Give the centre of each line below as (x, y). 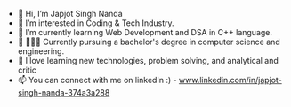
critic (27, 70)
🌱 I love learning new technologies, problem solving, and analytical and (148, 61)
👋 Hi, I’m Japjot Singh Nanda (70, 14)
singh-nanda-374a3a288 (64, 92)
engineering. (41, 51)
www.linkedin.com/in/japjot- (230, 80)
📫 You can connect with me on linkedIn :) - (97, 80)
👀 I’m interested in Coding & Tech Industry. (96, 23)
